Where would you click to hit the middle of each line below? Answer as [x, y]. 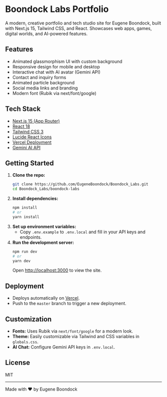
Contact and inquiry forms [39, 77]
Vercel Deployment [32, 142]
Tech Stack [23, 109]
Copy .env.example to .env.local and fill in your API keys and [83, 232]
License [18, 363]
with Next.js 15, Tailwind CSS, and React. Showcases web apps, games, [79, 28]
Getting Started [30, 163]
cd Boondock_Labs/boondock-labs [46, 189]
